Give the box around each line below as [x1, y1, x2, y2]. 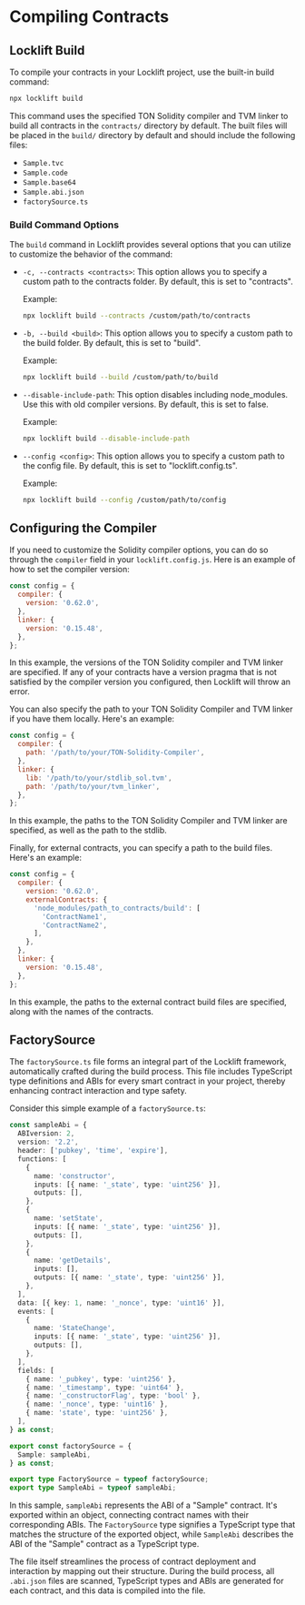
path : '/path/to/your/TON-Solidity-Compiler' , [25, 748, 205, 757]
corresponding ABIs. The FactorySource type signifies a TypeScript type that [9, 1519, 296, 1530]
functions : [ [17, 1154, 67, 1164]
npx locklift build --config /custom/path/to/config [22, 495, 227, 504]
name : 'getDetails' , [33, 1256, 112, 1266]
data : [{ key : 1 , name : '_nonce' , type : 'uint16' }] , [17, 1298, 225, 1307]
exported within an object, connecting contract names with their [9, 1509, 250, 1520]
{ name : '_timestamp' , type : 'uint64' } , [25, 1383, 184, 1392]
